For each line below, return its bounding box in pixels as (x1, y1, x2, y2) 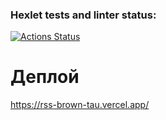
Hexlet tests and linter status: (10, 8, 157, 22)
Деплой (10, 66, 80, 88)
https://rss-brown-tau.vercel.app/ (10, 99, 150, 111)
